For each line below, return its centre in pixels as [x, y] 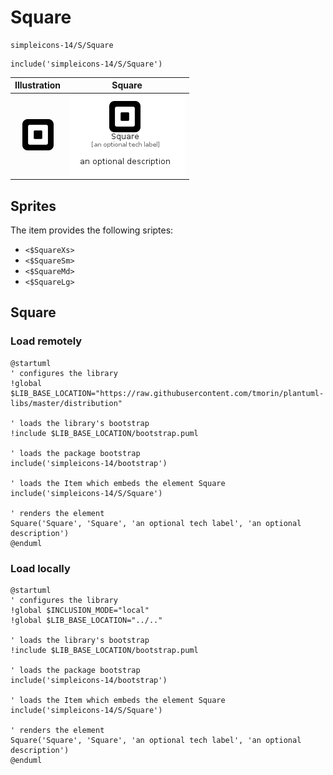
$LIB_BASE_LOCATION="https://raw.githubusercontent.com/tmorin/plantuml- [167, 393]
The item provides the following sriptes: [92, 230]
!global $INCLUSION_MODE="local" [80, 610]
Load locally [40, 568]
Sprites [33, 206]
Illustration [38, 85]
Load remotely [46, 341]
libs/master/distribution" [66, 403]
